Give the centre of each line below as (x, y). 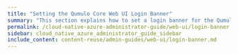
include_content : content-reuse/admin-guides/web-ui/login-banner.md (112, 40)
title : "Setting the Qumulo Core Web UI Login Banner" (90, 14)
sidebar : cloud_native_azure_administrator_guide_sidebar (95, 33)
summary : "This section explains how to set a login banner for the (110, 20)
